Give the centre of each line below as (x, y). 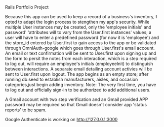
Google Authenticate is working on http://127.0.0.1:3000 (61, 119)
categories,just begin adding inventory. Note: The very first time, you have (81, 85)
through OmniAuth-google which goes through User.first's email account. (80, 48)
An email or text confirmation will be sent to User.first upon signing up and (81, 53)
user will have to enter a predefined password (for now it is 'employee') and (82, 37)
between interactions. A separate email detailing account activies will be (79, 69)
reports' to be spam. (26, 110)
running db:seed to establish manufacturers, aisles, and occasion (72, 79)
